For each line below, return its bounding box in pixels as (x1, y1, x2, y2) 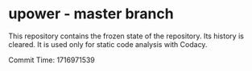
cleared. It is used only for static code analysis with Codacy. (8, 39, 208, 49)
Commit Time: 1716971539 (8, 55, 95, 65)
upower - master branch (8, 5, 175, 23)
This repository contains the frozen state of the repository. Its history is (8, 31, 244, 41)
